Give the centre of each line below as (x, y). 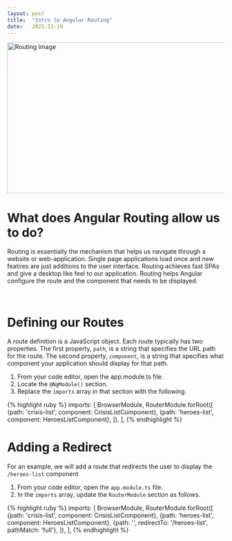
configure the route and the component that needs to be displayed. (103, 281)
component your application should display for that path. (88, 363)
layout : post (26, 13)
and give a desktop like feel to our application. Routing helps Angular (105, 274)
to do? (26, 232)
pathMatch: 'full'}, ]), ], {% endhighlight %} (68, 530)
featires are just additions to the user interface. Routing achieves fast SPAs (113, 266)
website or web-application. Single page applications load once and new (110, 259)
